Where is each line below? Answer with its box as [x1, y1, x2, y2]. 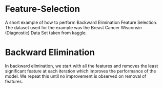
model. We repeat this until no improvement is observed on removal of [5, 73, 146, 79]
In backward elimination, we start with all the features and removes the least [5, 63, 158, 69]
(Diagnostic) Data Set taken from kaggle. [5, 30, 87, 35]
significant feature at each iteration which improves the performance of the [5, 68, 156, 74]
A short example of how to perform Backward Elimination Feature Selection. [5, 19, 158, 25]
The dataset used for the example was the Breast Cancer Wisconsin [5, 24, 142, 30]
